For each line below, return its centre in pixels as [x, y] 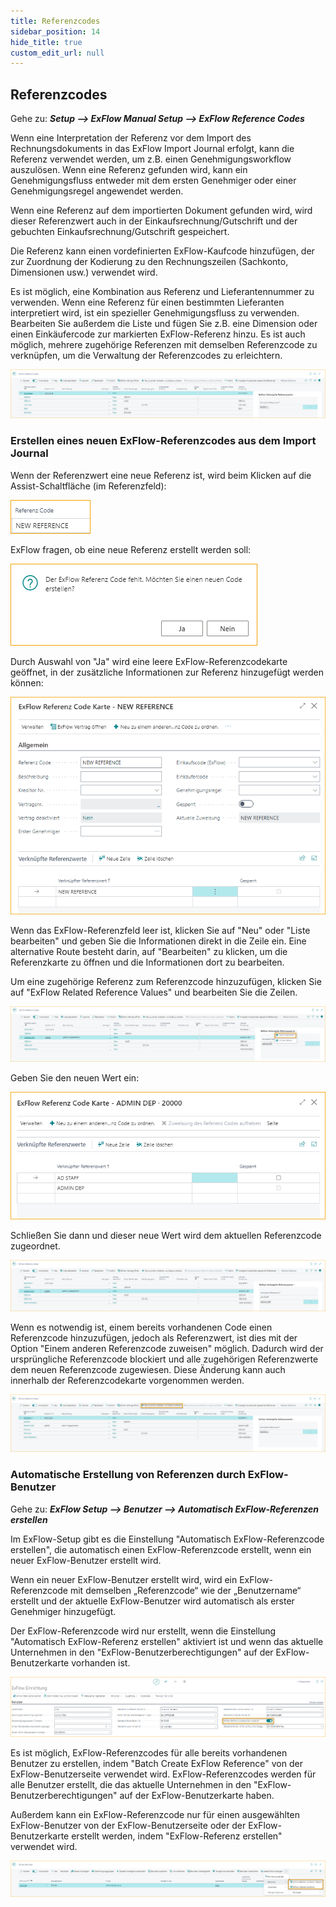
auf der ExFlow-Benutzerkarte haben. [197, 1795]
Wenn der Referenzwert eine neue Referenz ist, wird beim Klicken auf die [161, 475]
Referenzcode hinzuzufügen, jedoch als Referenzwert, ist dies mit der [154, 1337]
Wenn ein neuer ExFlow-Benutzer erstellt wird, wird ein [124, 1579]
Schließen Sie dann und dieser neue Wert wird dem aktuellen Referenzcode [166, 1235]
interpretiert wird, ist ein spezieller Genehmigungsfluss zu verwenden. [155, 313]
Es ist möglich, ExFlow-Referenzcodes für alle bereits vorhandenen [149, 1752]
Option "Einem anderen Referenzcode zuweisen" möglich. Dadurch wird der [167, 1348]
